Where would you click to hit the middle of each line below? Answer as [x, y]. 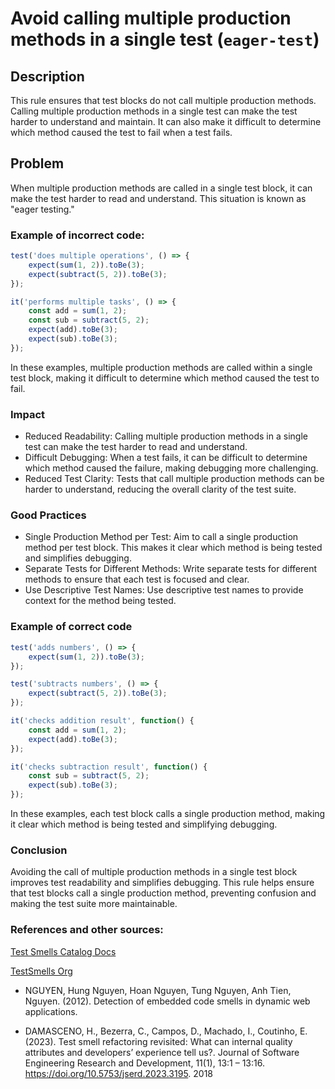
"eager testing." [42, 209]
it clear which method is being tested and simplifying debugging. [144, 824]
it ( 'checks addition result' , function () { [102, 721]
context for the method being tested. [100, 601]
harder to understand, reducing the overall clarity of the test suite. [160, 489]
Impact [28, 414]
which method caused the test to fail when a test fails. [121, 132]
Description [47, 76]
